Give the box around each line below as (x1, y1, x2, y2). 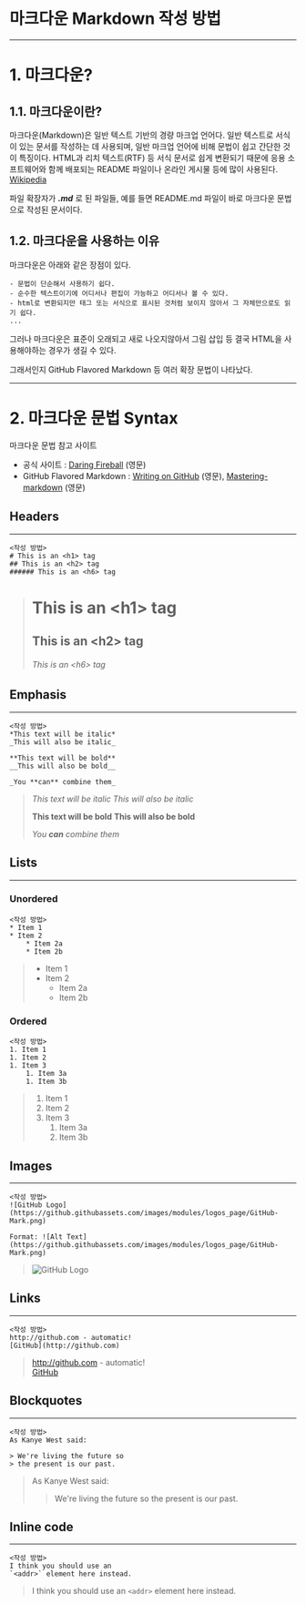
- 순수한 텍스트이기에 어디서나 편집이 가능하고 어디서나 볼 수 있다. (9, 289, 229, 298)
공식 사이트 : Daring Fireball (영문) (22, 459, 147, 470)
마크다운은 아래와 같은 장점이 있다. (9, 259, 131, 270)
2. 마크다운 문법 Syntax (9, 407, 179, 428)
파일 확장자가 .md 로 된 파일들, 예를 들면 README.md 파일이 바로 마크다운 (9, 192, 275, 203)
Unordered (9, 893, 58, 905)
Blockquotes (9, 1393, 83, 1408)
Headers (9, 509, 59, 525)
